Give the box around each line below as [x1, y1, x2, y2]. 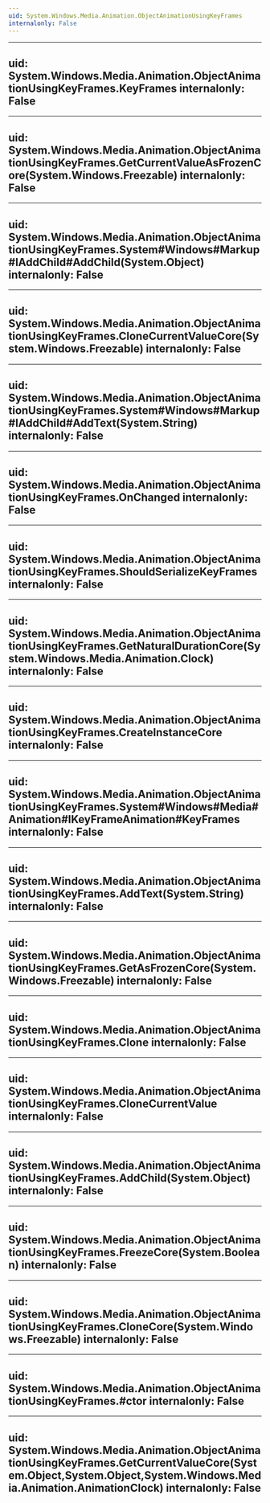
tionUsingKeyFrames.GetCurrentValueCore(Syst [8, 1456, 257, 1469]
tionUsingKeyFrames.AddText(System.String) [8, 887, 245, 901]
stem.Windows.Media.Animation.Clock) [8, 652, 215, 665]
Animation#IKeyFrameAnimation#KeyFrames [8, 813, 240, 826]
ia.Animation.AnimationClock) [8, 1480, 164, 1495]
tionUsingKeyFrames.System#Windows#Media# [8, 801, 259, 814]
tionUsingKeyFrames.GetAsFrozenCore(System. [8, 961, 257, 975]
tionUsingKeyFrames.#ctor [8, 1394, 147, 1407]
